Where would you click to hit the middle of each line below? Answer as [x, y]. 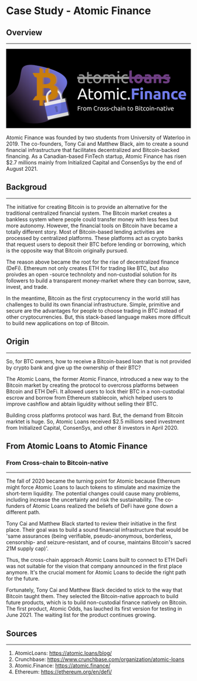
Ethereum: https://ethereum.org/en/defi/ [63, 672]
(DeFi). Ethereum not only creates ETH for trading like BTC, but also [87, 268]
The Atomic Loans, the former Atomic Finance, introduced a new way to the [97, 379]
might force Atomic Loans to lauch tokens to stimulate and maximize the [93, 487]
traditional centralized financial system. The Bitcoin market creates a [89, 213]
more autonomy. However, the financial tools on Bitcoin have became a [92, 225]
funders [16, 506]
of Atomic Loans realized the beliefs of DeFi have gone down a [102, 506]
